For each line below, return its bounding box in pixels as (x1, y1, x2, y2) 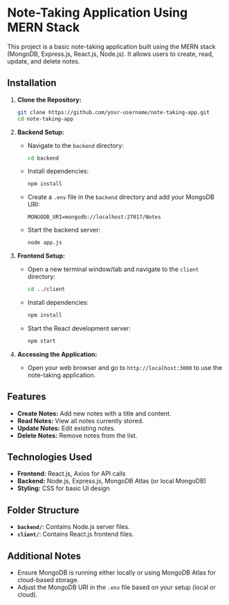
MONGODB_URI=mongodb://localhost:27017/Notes (27, 214, 161, 221)
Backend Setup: (17, 128, 64, 136)
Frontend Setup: (17, 252, 66, 260)
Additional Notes (7, 550, 82, 561)
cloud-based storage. (17, 576, 80, 584)
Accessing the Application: (17, 350, 98, 358)
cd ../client (27, 286, 66, 293)
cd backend (27, 154, 59, 162)
